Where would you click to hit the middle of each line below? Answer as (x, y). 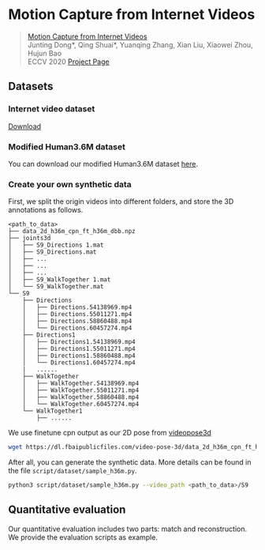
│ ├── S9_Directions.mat (52, 252)
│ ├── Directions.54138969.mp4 (77, 307)
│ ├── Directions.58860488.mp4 (77, 322)
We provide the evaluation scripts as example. (83, 537)
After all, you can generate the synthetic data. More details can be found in (130, 462)
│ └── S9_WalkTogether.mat (56, 287)
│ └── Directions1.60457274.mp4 (79, 363)
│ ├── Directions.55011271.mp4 (77, 315)
